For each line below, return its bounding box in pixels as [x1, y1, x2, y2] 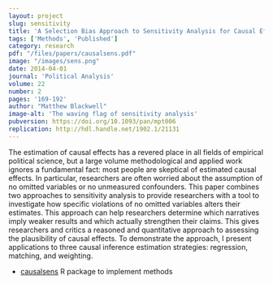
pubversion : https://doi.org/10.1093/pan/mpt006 [8, 118, 176, 126]
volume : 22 [8, 80, 45, 88]
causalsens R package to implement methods [19, 266, 173, 276]
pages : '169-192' [8, 95, 67, 103]
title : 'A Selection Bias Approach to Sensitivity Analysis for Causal [8, 27, 256, 35]
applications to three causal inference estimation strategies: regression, [8, 242, 248, 252]
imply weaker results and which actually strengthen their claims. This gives [8, 216, 260, 226]
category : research [8, 42, 75, 50]
